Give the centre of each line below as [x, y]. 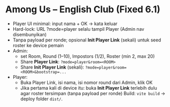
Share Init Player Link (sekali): [52, 67]
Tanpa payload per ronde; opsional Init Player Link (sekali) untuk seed [87, 40]
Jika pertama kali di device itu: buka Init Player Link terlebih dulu [89, 88]
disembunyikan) [30, 34]
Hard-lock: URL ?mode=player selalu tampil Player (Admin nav [78, 29]
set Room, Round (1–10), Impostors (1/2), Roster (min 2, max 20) [88, 56]
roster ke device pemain [38, 45]
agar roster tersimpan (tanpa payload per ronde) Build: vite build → [93, 93]
